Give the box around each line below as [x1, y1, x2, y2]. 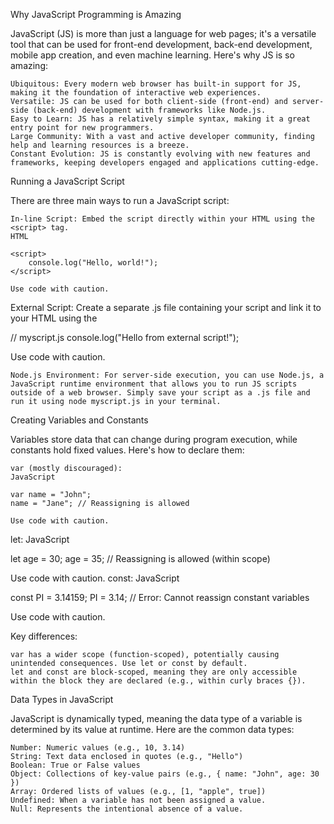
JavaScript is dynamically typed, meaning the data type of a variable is [10, 713, 303, 724]
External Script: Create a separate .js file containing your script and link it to [10, 302, 322, 313]
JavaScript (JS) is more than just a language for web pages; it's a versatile [10, 28, 317, 39]
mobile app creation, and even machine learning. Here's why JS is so [10, 49, 295, 61]
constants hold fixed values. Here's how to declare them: [10, 444, 245, 456]
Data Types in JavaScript [10, 694, 114, 705]
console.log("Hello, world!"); [28, 258, 159, 268]
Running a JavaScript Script [10, 175, 125, 187]
